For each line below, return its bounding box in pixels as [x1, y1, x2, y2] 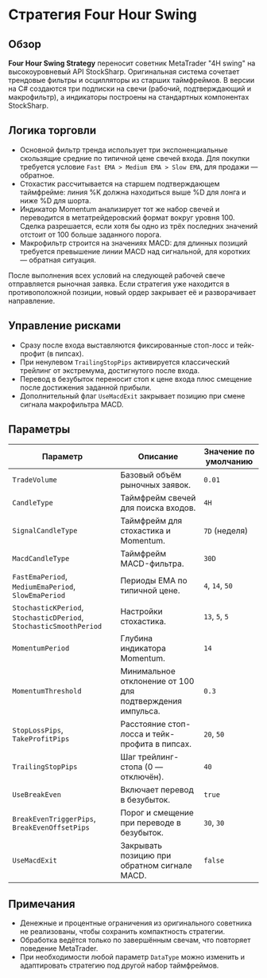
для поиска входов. [120, 502, 196, 513]
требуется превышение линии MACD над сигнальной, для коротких [19, 246, 251, 256]
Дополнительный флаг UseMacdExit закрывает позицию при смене [19, 391, 246, 400]
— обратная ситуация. [19, 255, 97, 265]
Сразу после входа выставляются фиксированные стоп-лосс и [19, 340, 235, 350]
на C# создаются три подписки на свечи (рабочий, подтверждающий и [8, 84, 252, 93]
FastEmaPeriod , [12, 571, 68, 583]
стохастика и [120, 525, 171, 536]
